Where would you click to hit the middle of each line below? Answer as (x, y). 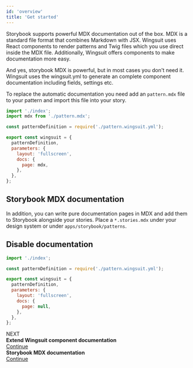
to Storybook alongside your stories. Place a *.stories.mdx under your (92, 220)
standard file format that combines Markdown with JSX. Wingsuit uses (91, 40)
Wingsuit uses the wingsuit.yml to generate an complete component (89, 76)
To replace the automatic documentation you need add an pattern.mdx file (96, 94)
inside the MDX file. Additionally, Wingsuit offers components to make (90, 52)
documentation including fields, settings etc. (60, 82)
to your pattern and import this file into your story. (66, 100)
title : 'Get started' (33, 17)
